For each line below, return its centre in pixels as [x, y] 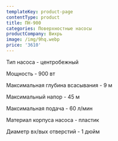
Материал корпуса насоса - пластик [53, 119]
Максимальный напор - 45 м [43, 97]
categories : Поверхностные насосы [49, 28]
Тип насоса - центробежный [43, 62]
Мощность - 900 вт [31, 73]
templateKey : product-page [40, 12]
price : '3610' [24, 45]
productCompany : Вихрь [34, 34]
